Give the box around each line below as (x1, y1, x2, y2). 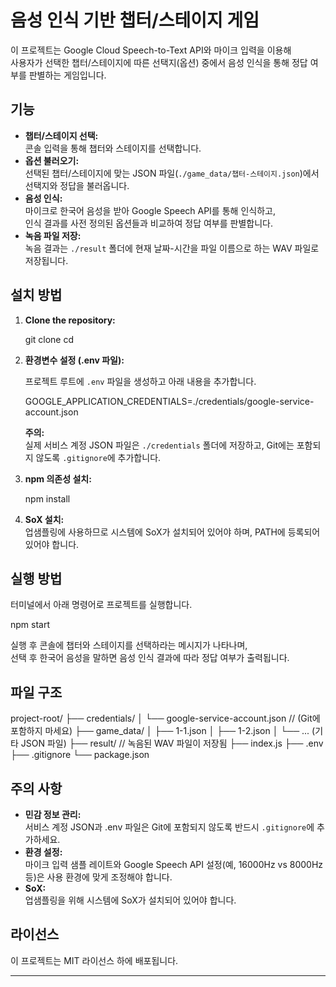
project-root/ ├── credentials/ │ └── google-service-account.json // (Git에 (10, 712, 321, 725)
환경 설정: (24, 846, 63, 858)
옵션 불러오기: (24, 154, 80, 166)
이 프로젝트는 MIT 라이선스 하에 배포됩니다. (10, 954, 179, 966)
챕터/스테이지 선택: (24, 129, 99, 141)
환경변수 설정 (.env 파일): (24, 354, 125, 366)
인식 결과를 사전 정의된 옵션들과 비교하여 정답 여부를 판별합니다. (24, 217, 273, 229)
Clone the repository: (24, 314, 116, 326)
